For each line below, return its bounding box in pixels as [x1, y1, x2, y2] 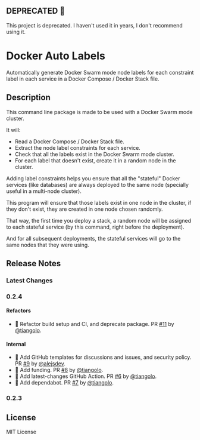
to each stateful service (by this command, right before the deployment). [6, 223, 185, 230]
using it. [6, 28, 26, 35]
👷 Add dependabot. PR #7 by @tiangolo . [14, 379, 114, 386]
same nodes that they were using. [6, 241, 89, 248]
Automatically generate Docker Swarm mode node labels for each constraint [6, 69, 194, 76]
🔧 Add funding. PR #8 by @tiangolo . [14, 367, 104, 374]
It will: [6, 126, 21, 133]
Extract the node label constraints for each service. [14, 144, 141, 151]
